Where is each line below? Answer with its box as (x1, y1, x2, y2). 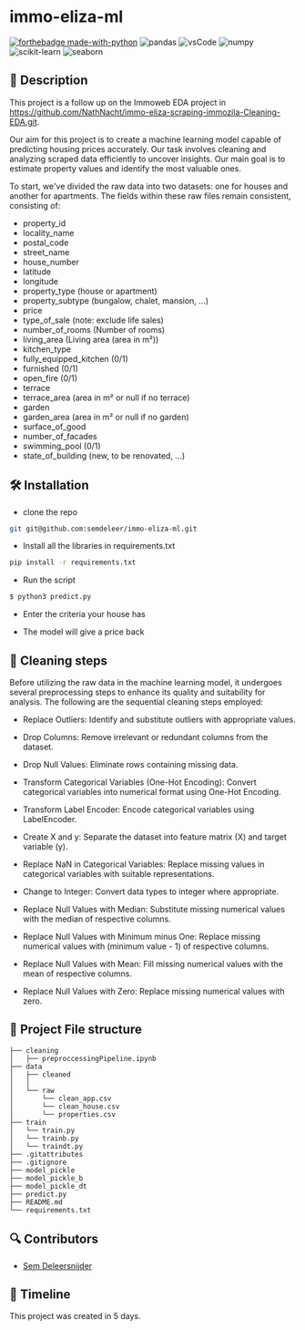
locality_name (22, 227, 75, 238)
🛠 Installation (9, 478, 89, 493)
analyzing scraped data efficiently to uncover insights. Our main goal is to (9, 153, 286, 164)
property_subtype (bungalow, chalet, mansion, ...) (22, 294, 209, 306)
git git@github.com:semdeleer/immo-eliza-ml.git (9, 524, 198, 533)
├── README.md (9, 1197, 64, 1207)
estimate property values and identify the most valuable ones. (9, 162, 241, 174)
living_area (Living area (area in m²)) (22, 334, 159, 345)
